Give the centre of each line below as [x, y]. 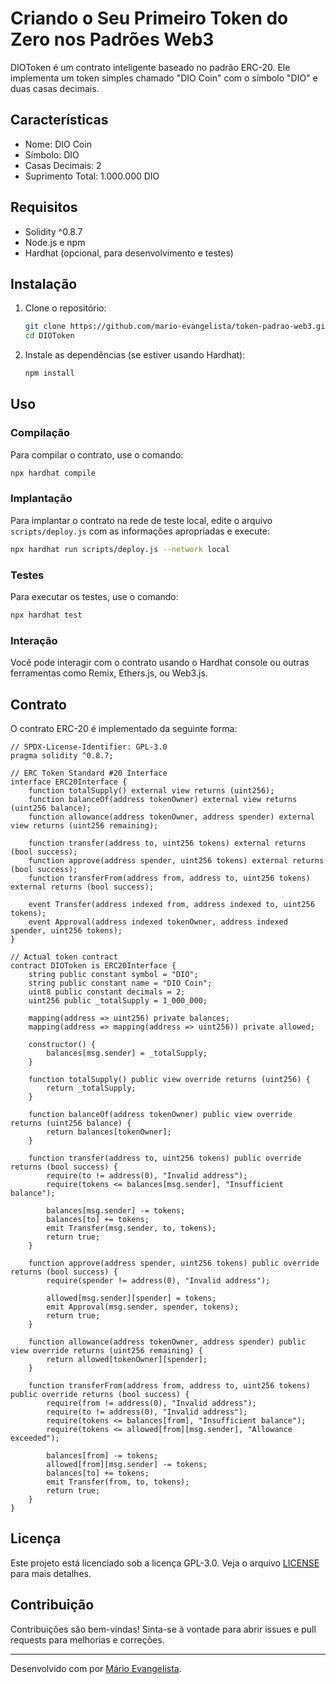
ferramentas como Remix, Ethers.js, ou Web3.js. [109, 673]
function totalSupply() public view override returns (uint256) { [169, 1080]
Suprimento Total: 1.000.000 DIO [92, 176]
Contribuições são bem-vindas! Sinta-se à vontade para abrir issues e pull [163, 1629]
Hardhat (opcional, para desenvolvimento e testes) [129, 253]
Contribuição [52, 1605]
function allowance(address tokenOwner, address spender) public [167, 1342]
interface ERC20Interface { [69, 782]
